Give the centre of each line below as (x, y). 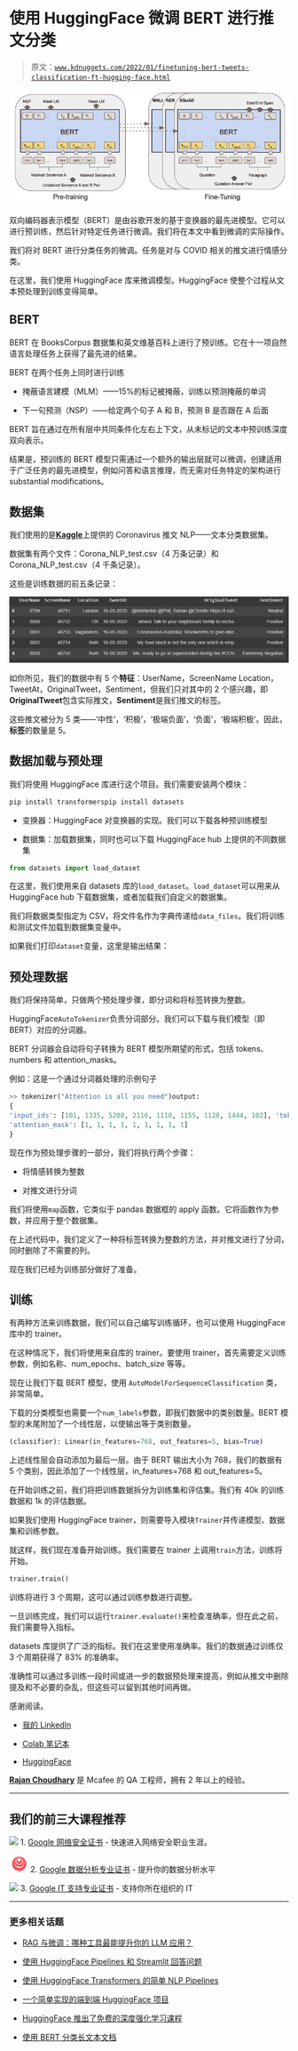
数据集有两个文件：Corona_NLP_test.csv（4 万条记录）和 (114, 554)
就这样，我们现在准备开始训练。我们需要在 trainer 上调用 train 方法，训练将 (146, 1550)
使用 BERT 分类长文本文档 (69, 2038)
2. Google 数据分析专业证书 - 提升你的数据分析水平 (123, 1870)
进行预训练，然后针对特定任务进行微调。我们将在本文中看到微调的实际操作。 (149, 231)
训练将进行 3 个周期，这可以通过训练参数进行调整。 (103, 1598)
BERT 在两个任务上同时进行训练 (67, 372)
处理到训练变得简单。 (63, 291)
